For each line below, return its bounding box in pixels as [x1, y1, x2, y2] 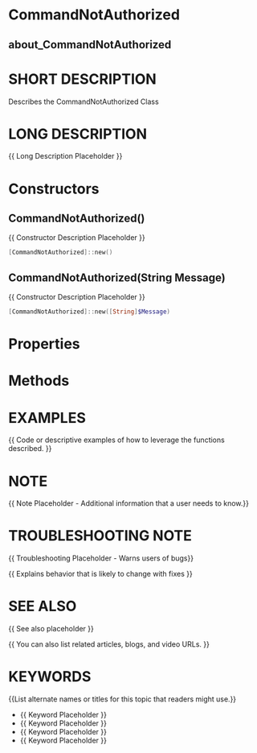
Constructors [8, 180, 100, 198]
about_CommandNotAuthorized [8, 38, 172, 52]
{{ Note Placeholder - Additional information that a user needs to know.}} [8, 499, 249, 508]
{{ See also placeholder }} [8, 624, 95, 634]
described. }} [8, 444, 52, 453]
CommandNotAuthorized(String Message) [8, 271, 226, 284]
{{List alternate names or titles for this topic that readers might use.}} [8, 694, 237, 704]
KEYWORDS [8, 668, 92, 686]
